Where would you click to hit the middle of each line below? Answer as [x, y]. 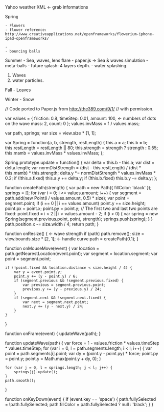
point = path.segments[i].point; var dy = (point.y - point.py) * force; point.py [82, 353]
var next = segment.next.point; [56, 302]
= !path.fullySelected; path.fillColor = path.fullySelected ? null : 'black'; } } [79, 404]
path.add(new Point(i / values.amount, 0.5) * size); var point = [67, 198]
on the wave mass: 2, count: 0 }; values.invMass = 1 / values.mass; [72, 124]
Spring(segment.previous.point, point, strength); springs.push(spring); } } [79, 219]
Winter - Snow [20, 99]
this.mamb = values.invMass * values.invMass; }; [55, 153]
